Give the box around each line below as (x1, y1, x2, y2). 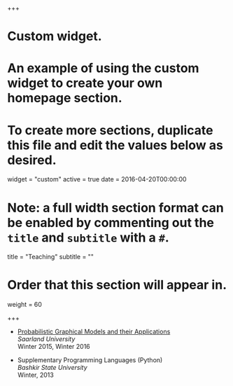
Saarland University (17, 335, 76, 343)
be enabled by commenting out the (7, 214, 215, 230)
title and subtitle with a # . (7, 229, 169, 245)
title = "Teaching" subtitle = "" (7, 253, 94, 261)
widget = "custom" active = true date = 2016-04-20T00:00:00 (7, 175, 187, 184)
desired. (7, 152, 57, 168)
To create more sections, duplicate (7, 122, 213, 138)
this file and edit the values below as (7, 137, 224, 153)
